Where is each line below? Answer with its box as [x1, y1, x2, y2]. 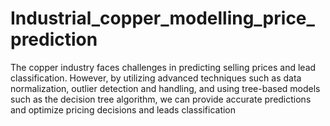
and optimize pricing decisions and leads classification [10, 103, 237, 116]
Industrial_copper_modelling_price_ [10, 7, 315, 30]
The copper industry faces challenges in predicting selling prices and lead [10, 61, 317, 73]
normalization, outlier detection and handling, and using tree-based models [10, 82, 321, 94]
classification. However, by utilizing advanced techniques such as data [10, 72, 302, 84]
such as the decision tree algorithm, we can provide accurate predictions [10, 93, 312, 105]
